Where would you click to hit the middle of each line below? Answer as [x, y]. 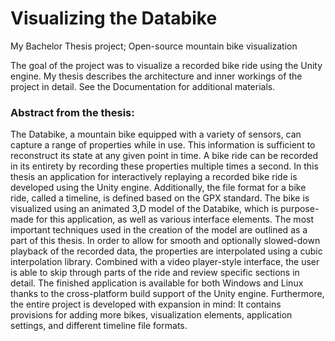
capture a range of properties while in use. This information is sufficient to [163, 145]
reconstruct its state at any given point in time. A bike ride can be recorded [164, 156]
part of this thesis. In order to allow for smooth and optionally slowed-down [165, 241]
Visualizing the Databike [114, 18]
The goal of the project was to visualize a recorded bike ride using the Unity [166, 65]
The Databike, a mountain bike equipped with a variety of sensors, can [156, 134]
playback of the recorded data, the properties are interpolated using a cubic [166, 251]
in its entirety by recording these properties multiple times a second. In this [164, 166]
